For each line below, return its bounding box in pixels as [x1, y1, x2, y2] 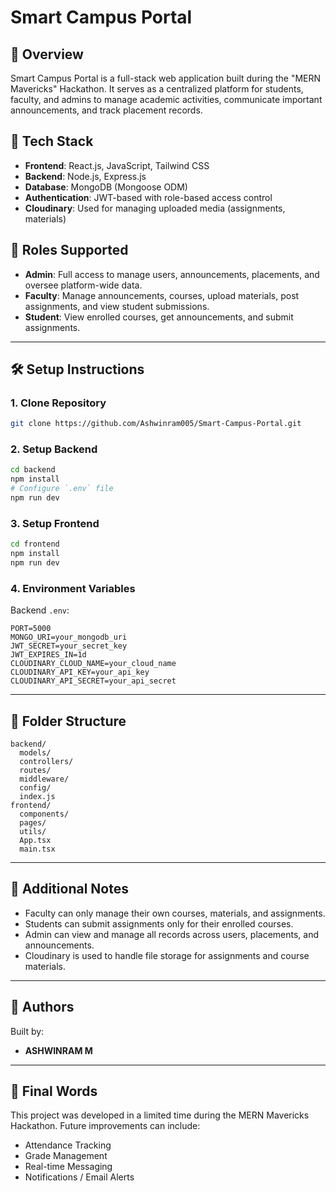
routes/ [19, 766, 52, 776]
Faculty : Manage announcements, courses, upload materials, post [24, 289, 300, 301]
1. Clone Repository [10, 396, 107, 410]
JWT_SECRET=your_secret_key [10, 641, 128, 651]
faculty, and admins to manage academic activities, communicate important [10, 94, 323, 105]
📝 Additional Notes [10, 881, 129, 898]
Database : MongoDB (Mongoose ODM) [24, 181, 188, 193]
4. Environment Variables [10, 581, 136, 595]
